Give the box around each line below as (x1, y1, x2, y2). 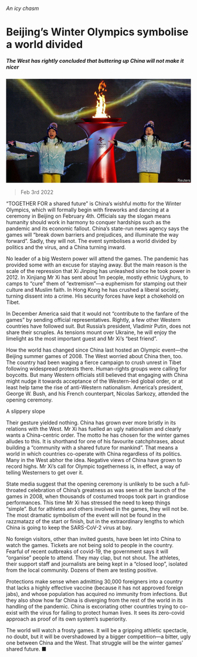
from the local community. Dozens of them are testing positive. (6, 567, 158, 574)
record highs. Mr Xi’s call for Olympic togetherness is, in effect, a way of (6, 463, 181, 470)
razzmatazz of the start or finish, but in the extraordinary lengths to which (6, 518, 185, 525)
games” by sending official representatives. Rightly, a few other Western (6, 316, 181, 324)
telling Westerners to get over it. (6, 469, 84, 476)
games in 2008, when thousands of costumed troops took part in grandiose (6, 493, 189, 500)
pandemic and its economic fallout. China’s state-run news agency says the (6, 225, 189, 232)
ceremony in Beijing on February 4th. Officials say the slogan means (6, 213, 171, 220)
